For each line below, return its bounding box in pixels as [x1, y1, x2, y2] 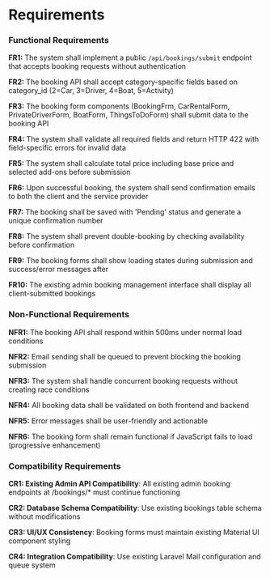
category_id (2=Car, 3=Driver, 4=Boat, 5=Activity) [8, 86, 174, 96]
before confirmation [8, 240, 75, 250]
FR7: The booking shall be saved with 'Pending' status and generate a [8, 207, 242, 217]
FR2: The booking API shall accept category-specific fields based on [8, 77, 238, 87]
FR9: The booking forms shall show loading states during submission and [8, 256, 253, 266]
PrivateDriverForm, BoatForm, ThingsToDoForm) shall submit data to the [8, 110, 249, 120]
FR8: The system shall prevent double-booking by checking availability [8, 232, 245, 241]
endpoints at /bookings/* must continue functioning [8, 487, 180, 497]
